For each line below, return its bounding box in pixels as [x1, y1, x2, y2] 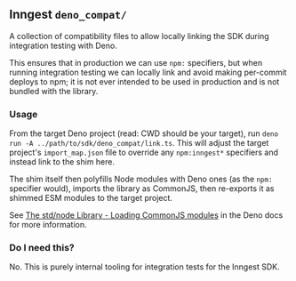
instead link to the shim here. [9, 157, 116, 167]
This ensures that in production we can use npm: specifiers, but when [9, 57, 263, 68]
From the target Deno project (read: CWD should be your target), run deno [9, 128, 278, 139]
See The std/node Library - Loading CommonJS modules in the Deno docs [9, 210, 284, 221]
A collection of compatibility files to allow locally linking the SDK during [9, 30, 269, 41]
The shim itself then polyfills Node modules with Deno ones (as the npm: [9, 173, 273, 185]
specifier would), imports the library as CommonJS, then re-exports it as [9, 183, 275, 194]
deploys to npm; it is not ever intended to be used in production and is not [9, 76, 280, 87]
